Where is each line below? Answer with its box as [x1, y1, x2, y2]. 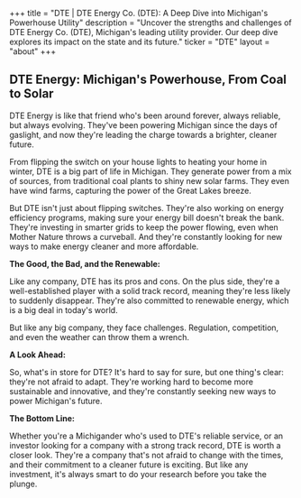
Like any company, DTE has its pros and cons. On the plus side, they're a [9, 275, 280, 287]
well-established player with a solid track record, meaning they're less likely [9, 285, 291, 296]
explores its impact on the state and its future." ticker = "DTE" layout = [9, 36, 270, 47]
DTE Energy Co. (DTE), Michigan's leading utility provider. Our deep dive [9, 27, 278, 37]
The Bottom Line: [9, 412, 75, 423]
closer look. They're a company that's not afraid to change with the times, [9, 449, 284, 460]
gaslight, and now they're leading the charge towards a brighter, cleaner [9, 129, 278, 140]
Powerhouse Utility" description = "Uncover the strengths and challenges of [9, 17, 293, 28]
